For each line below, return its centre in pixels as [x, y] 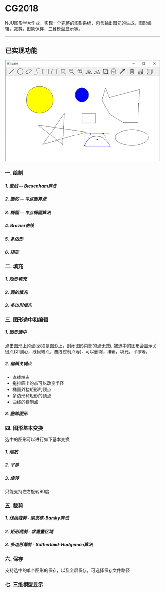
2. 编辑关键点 [18, 364]
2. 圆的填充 [16, 292]
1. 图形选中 [16, 332]
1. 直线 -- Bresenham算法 [31, 186]
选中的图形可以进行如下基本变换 [37, 439]
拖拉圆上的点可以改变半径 [38, 383]
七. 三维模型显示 [24, 584]
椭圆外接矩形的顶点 [32, 389]
